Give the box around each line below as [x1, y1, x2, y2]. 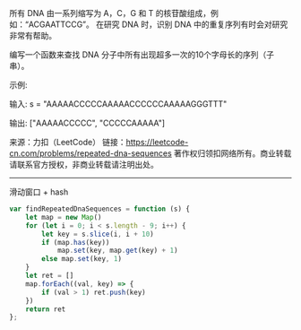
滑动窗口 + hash [9, 187, 69, 197]
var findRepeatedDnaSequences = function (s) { [9, 204, 191, 213]
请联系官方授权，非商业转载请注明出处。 [9, 160, 159, 169]
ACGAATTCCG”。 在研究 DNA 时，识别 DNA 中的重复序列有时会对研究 [28, 19, 288, 30]
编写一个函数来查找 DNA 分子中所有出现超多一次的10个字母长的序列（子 [9, 49, 275, 60]
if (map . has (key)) [41, 238, 110, 247]
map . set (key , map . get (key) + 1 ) [56, 246, 178, 256]
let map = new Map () [25, 213, 102, 221]
